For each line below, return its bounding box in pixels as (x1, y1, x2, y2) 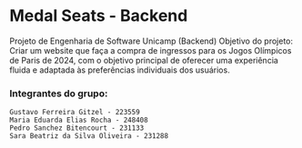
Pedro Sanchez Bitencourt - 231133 (9, 123, 145, 133)
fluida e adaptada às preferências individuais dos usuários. (9, 64, 230, 75)
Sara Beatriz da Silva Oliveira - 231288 (9, 132, 169, 141)
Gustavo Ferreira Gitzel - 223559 (9, 108, 141, 117)
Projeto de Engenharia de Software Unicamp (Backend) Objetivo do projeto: (9, 35, 294, 46)
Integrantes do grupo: (9, 87, 108, 100)
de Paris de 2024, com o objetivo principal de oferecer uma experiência (9, 54, 279, 65)
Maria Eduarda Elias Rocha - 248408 (9, 115, 148, 125)
